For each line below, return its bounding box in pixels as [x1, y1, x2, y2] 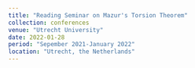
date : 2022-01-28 [8, 33, 65, 41]
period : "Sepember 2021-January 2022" [8, 41, 135, 48]
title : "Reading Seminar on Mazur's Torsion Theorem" [8, 11, 189, 20]
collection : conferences [8, 19, 90, 27]
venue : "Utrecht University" [8, 26, 104, 34]
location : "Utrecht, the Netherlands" [8, 48, 135, 55]
